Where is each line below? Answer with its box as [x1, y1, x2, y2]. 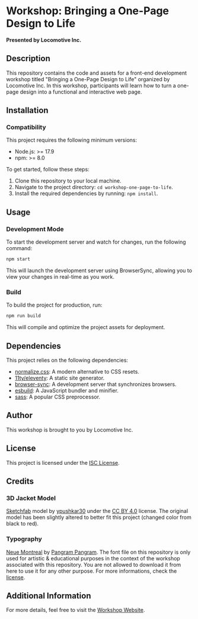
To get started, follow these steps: [6, 166, 90, 173]
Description [6, 53, 50, 63]
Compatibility [6, 123, 46, 132]
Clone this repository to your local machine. [14, 177, 122, 184]
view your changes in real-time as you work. [6, 273, 114, 280]
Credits [6, 476, 34, 486]
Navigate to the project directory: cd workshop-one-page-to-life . [14, 184, 173, 191]
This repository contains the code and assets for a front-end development [6, 69, 187, 76]
